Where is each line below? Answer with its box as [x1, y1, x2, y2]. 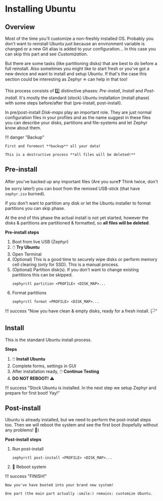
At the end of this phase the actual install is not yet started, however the [5, 215, 149, 221]
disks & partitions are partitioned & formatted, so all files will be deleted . [5, 220, 150, 225]
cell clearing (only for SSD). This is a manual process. [12, 261, 119, 267]
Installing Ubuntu [5, 3, 76, 15]
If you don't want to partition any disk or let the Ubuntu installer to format [5, 200, 151, 206]
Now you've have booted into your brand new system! [5, 483, 114, 488]
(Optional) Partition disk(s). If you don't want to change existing [12, 266, 139, 273]
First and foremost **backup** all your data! [5, 144, 101, 149]
